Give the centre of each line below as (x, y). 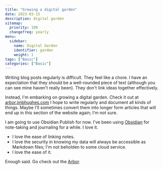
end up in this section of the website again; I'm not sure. (61, 113)
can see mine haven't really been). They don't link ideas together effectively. (82, 88)
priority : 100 (24, 28)
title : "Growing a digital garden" (41, 9)
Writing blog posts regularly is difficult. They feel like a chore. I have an (76, 78)
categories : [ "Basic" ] (28, 64)
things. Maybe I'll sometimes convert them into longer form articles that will (81, 108)
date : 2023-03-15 (23, 14)
